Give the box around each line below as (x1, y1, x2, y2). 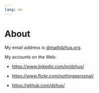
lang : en (4, 7, 23, 12)
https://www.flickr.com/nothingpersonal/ (11, 73, 94, 79)
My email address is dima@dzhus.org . (4, 45, 82, 50)
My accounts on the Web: (4, 54, 57, 60)
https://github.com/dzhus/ (11, 82, 65, 88)
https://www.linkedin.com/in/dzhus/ (11, 63, 84, 69)
